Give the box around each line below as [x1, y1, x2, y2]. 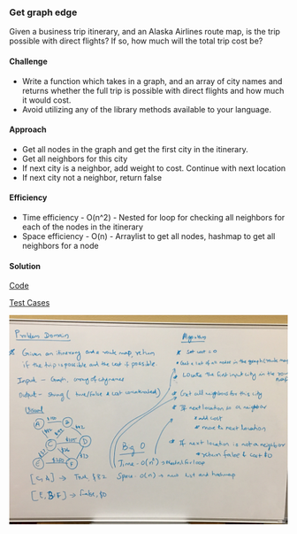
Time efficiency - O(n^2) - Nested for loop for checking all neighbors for [21, 212, 286, 222]
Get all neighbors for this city [21, 153, 128, 164]
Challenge [9, 56, 49, 66]
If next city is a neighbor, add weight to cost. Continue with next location [21, 162, 286, 174]
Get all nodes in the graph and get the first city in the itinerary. [21, 143, 249, 154]
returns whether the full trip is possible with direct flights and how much [21, 85, 285, 96]
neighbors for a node [21, 240, 99, 251]
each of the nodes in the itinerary [21, 221, 144, 232]
